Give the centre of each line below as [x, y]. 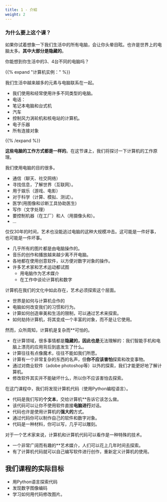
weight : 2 [15, 14]
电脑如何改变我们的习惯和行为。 [45, 307]
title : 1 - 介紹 [21, 10]
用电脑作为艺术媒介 [40, 273]
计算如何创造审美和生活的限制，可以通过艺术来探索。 [67, 313]
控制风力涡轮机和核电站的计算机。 [47, 118]
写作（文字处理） [30, 209]
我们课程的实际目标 [35, 469]
